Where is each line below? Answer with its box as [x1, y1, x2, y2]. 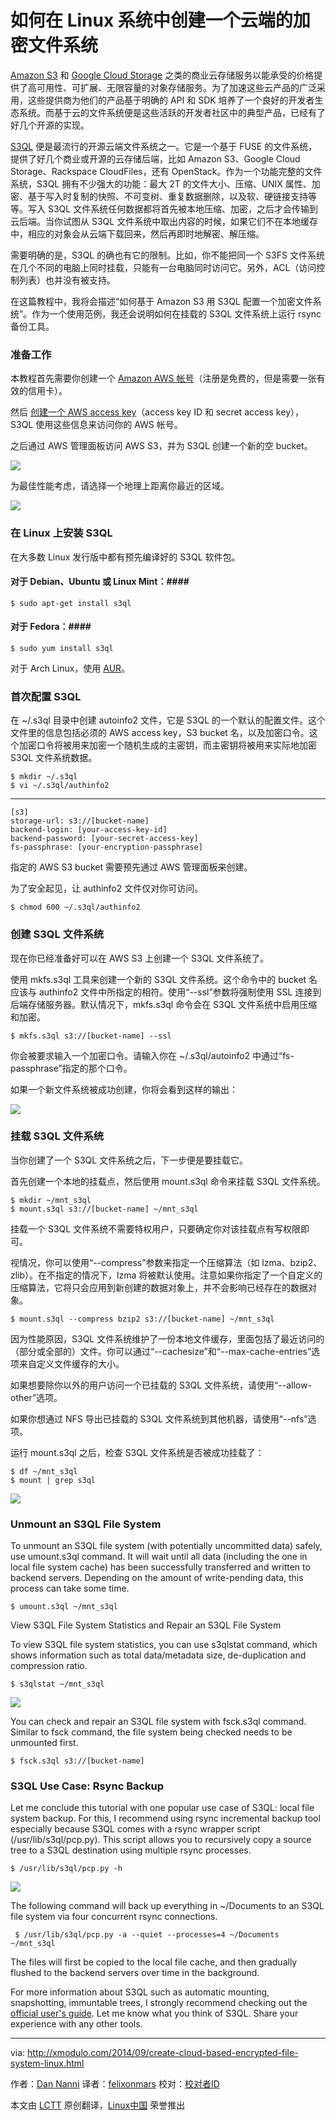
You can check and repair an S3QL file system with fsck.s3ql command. [10, 1716, 307, 1728]
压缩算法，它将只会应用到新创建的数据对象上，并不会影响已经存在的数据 [10, 1281, 308, 1293]
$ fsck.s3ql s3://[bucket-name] [10, 1756, 145, 1766]
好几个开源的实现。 [10, 119, 90, 131]
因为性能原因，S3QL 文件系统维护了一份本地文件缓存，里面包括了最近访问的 [10, 1332, 325, 1345]
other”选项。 [10, 1391, 63, 1403]
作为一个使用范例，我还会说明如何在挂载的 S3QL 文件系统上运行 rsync [31, 307, 322, 320]
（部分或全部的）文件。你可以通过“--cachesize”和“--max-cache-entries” [10, 1345, 312, 1357]
